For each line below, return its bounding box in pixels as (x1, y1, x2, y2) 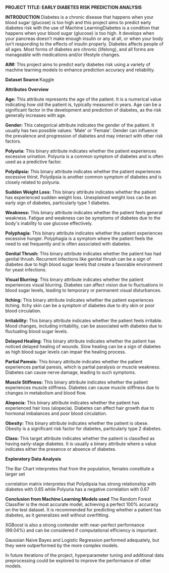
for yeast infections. (5, 267, 47, 272)
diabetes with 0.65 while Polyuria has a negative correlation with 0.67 (5, 486, 150, 492)
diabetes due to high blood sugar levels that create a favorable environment (5, 261, 163, 267)
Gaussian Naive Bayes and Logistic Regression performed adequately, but (5, 537, 159, 543)
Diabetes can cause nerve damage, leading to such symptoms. (5, 369, 136, 375)
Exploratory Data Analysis (5, 456, 62, 462)
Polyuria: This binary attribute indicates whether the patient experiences (5, 148, 156, 154)
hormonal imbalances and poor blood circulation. (5, 410, 107, 416)
